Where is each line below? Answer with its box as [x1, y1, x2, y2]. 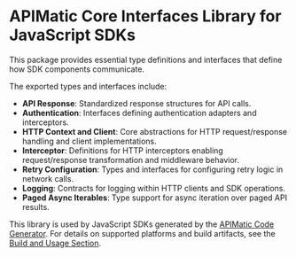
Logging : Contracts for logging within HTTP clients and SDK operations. [21, 183, 286, 193]
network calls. [21, 173, 74, 183]
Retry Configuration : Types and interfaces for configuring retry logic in [21, 164, 284, 175]
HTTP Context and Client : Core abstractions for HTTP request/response [21, 126, 288, 136]
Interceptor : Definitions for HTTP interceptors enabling [21, 144, 223, 156]
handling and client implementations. [21, 136, 157, 146]
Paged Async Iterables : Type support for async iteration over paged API [21, 192, 288, 203]
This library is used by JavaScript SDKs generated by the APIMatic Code [9, 219, 275, 230]
